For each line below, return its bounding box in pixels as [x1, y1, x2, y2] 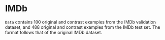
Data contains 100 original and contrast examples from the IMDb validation [5, 19, 156, 25]
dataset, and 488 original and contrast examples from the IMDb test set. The [5, 24, 161, 30]
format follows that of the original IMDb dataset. [5, 29, 102, 35]
